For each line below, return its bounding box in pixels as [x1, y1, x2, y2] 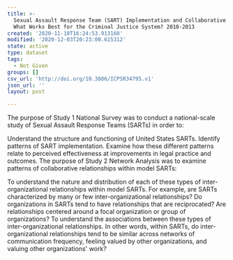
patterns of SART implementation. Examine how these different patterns [7, 142, 214, 150]
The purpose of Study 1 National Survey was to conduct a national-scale [7, 113, 216, 122]
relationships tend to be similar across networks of [49, 230, 195, 238]
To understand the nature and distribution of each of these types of [7, 178, 201, 186]
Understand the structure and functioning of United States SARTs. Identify [7, 134, 220, 143]
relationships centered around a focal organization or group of [7, 208, 186, 216]
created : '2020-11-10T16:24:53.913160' [7, 29, 123, 37]
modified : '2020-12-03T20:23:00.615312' [7, 36, 127, 43]
